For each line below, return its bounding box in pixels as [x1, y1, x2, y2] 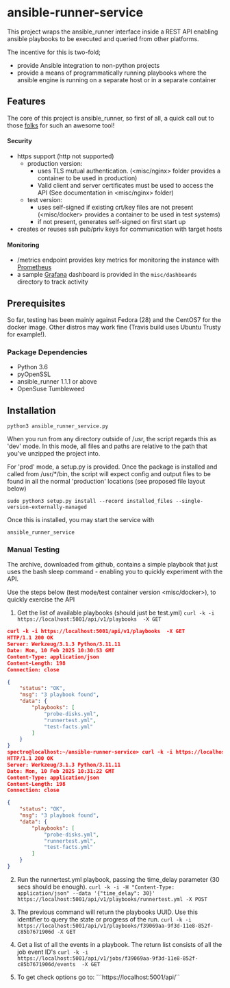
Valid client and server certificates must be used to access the [37, 181, 214, 189]
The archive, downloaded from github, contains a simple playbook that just [7, 560, 218, 569]
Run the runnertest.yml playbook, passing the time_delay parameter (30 [16, 875, 220, 883]
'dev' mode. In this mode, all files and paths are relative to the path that [7, 442, 207, 450]
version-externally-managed [7, 504, 88, 511]
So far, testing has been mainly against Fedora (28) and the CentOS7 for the [7, 315, 221, 323]
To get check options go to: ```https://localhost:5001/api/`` [16, 973, 180, 981]
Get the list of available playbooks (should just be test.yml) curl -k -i [16, 608, 215, 617]
